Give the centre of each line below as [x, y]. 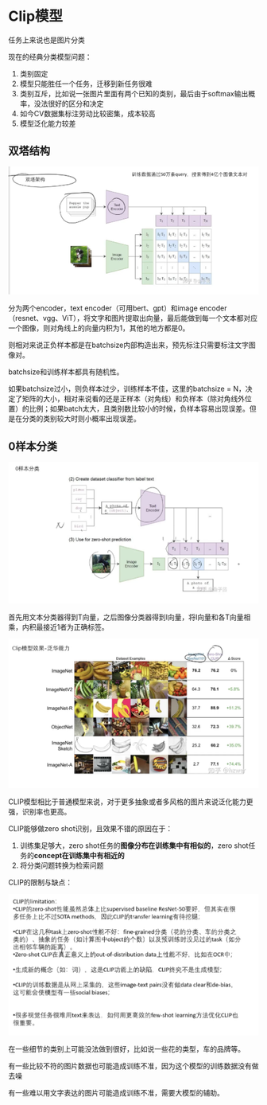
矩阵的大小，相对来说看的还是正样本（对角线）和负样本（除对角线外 [133, 399]
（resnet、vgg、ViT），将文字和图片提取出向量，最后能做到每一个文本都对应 [133, 318]
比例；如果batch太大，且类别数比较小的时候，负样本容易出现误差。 [139, 409]
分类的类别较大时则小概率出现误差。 [81, 419]
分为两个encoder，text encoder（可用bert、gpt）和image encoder [118, 308]
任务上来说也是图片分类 [46, 40]
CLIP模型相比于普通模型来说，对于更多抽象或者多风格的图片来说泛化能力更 [131, 802]
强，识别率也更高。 [40, 812]
